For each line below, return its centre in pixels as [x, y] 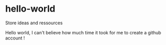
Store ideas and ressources [34, 23]
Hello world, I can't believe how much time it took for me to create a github [83, 32]
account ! [15, 38]
